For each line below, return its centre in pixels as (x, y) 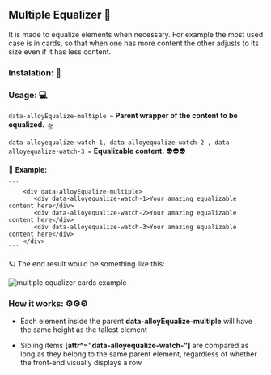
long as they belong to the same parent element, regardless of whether (138, 354)
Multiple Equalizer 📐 (60, 15)
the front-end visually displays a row (81, 363)
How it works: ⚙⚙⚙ (48, 303)
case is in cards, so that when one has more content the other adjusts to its (133, 43)
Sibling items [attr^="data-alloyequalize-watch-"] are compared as (134, 346)
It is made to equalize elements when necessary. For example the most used (136, 34)
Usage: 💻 (28, 95)
